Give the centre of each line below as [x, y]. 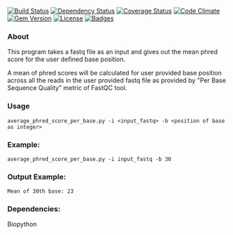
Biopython [22, 224]
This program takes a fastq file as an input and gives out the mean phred [113, 52]
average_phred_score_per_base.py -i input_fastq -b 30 [89, 159]
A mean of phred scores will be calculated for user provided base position [114, 73]
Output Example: [37, 177]
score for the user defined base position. [67, 59]
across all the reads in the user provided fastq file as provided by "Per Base [117, 80]
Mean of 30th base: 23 [40, 191]
